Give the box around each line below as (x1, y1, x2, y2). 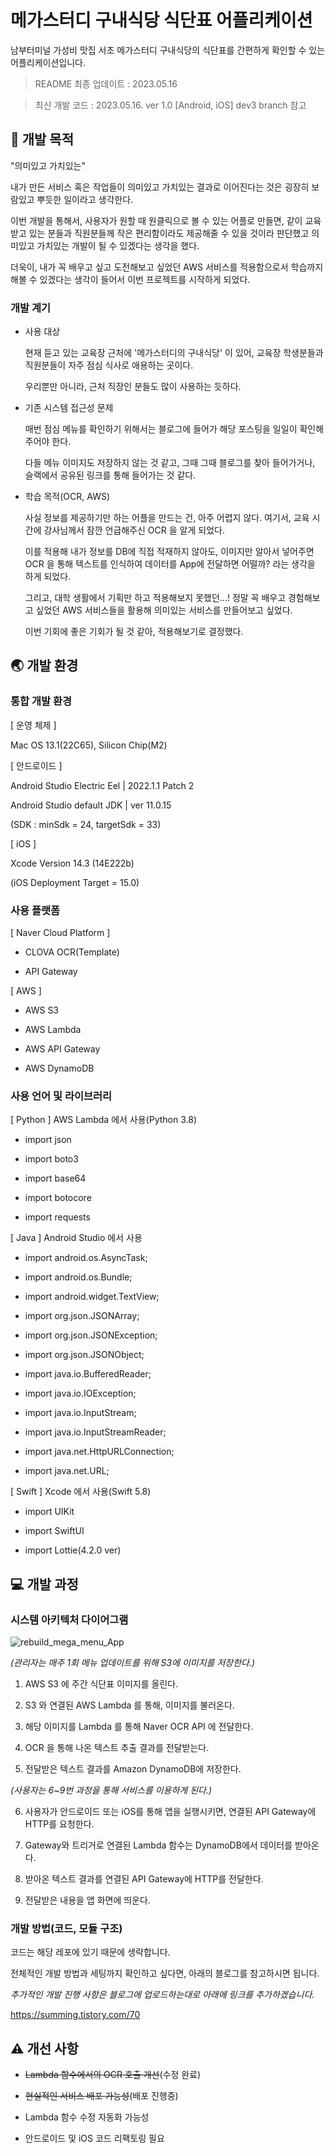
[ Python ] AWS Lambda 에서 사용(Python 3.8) (10, 1114, 197, 1126)
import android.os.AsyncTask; (24, 1252, 148, 1264)
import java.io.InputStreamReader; (24, 1426, 167, 1438)
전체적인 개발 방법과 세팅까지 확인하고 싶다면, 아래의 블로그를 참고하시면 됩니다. (10, 1967, 320, 1980)
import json (24, 1134, 72, 1146)
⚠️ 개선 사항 (10, 2040, 79, 2057)
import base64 (24, 1172, 87, 1185)
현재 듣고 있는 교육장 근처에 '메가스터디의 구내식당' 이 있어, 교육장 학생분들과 (24, 347, 324, 359)
